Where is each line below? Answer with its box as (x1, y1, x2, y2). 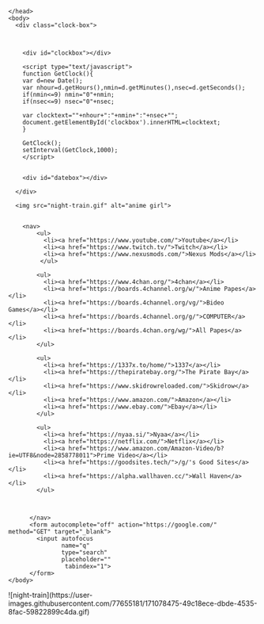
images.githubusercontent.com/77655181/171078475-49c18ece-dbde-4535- (8, 599, 258, 608)
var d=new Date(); (22, 77, 83, 85)
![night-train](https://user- (8, 591, 93, 599)
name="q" (61, 542, 90, 549)
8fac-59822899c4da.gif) (8, 607, 90, 616)
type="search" (61, 549, 108, 557)
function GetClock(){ (22, 70, 93, 78)
